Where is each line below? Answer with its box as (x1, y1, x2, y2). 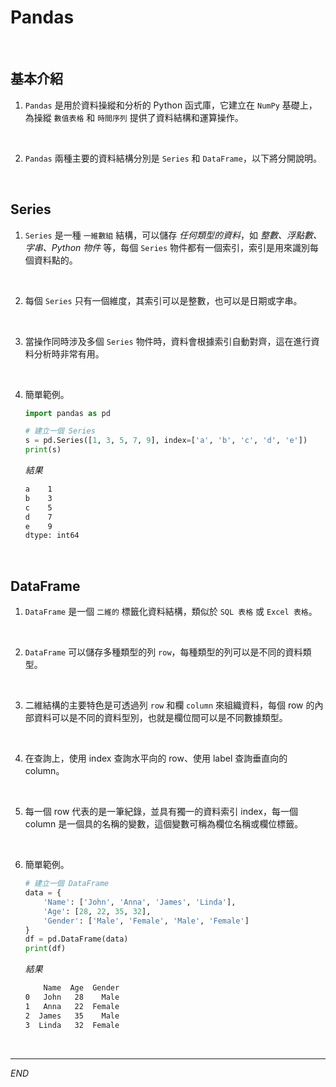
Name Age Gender (43, 983, 120, 993)
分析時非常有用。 (33, 347, 105, 360)
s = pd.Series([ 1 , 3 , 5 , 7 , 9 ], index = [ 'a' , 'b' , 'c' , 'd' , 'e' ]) (24, 436, 308, 446)
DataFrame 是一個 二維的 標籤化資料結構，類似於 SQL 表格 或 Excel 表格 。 (24, 606, 318, 618)
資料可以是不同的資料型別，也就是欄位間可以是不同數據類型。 (33, 712, 288, 724)
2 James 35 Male (24, 1011, 120, 1021)
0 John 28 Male (24, 992, 120, 1002)
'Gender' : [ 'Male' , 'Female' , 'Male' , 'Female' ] (43, 916, 250, 926)
